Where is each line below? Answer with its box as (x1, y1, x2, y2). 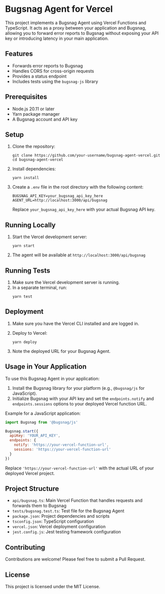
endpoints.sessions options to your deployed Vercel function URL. (12, 401, 147, 406)
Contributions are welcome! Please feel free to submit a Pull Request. (5, 556, 146, 562)
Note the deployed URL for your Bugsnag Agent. (12, 348, 111, 354)
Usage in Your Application (5, 363, 87, 371)
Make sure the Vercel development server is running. (12, 280, 120, 285)
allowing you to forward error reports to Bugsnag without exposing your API (5, 30, 159, 36)
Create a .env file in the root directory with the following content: (12, 184, 144, 190)
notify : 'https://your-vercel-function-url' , (14, 442, 109, 447)
